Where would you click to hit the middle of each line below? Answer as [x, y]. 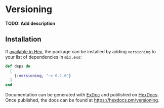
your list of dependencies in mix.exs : [44, 57]
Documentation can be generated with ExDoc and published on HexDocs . [82, 95]
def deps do [18, 66]
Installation [23, 39]
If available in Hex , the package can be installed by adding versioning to [80, 51]
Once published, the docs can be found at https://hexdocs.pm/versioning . [82, 100]
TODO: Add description [30, 23]
